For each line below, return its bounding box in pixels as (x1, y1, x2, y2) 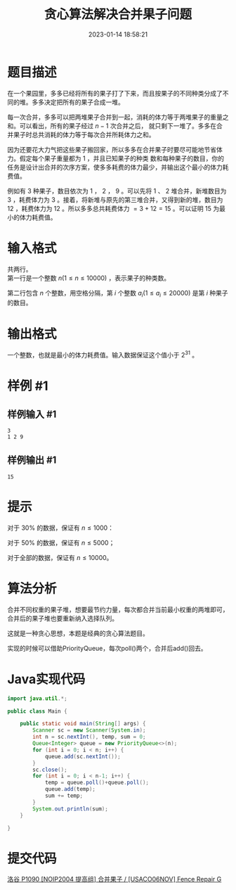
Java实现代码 (7, 671, 86, 687)
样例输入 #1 (7, 408, 57, 420)
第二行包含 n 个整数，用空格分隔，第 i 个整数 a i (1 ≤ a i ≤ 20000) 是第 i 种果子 (7, 288, 228, 299)
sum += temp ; (44, 792, 83, 799)
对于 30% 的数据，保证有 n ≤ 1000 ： (7, 523, 114, 532)
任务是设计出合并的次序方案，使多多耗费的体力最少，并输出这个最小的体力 (7, 163, 223, 171)
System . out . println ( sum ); (32, 805, 109, 813)
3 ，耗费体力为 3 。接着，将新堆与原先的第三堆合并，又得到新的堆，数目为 (7, 195, 223, 204)
